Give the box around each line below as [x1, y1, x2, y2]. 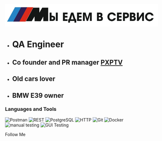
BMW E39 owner [12, 91, 64, 100]
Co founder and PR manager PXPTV [12, 58, 123, 67]
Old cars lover [12, 75, 56, 83]
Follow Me [5, 131, 26, 137]
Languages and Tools [5, 106, 57, 113]
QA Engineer [12, 39, 64, 50]
